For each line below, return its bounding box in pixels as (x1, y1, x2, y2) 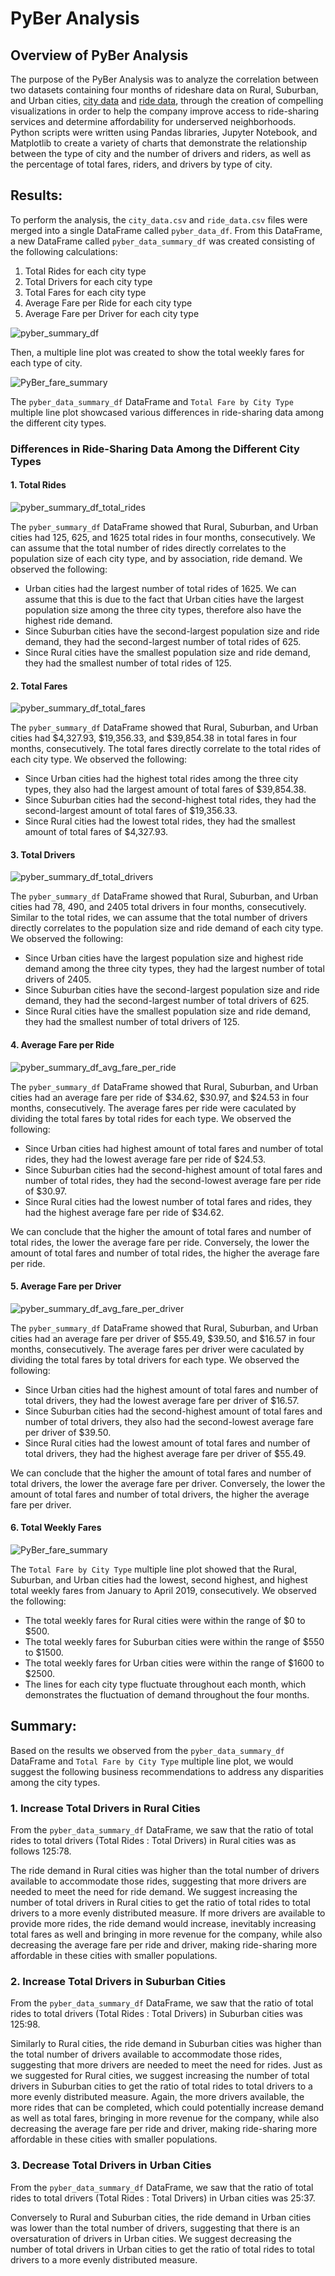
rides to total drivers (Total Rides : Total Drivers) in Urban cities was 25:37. (10, 2192, 316, 2204)
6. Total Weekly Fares (10, 1522, 102, 1534)
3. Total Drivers (10, 848, 76, 861)
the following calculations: (10, 245, 118, 257)
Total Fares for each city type (24, 286, 147, 298)
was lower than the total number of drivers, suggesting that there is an (10, 2222, 300, 2234)
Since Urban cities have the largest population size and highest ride (24, 952, 304, 964)
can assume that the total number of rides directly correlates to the (10, 542, 287, 554)
